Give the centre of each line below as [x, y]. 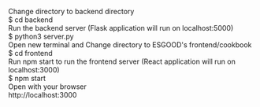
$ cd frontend [30, 53]
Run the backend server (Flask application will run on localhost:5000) [121, 28]
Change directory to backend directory [71, 11]
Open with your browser [47, 87]
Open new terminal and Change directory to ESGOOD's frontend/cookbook [130, 45]
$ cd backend [31, 20]
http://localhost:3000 [43, 95]
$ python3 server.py [41, 36]
